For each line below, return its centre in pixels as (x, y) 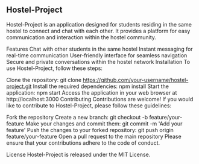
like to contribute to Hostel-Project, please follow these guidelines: (89, 106)
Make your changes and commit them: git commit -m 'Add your (104, 124)
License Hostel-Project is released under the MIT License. (78, 154)
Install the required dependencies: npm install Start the (101, 86)
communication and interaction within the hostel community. (81, 37)
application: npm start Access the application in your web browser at (92, 92)
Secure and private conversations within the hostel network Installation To (98, 61)
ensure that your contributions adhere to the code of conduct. (83, 143)
